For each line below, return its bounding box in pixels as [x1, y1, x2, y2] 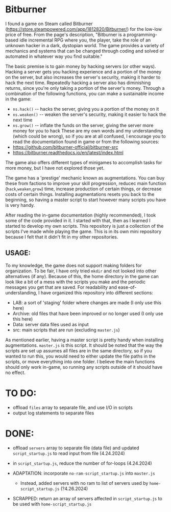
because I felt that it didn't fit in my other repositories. [5, 233, 118, 240]
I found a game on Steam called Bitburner [5, 21, 93, 27]
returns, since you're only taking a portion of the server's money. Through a [5, 85, 165, 91]
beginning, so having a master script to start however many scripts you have [5, 196, 166, 203]
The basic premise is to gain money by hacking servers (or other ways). [5, 63, 156, 69]
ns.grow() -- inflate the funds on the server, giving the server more [12, 122, 154, 128]
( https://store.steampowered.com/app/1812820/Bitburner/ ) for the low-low [5, 26, 162, 32]
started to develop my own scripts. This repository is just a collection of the [5, 223, 164, 229]
